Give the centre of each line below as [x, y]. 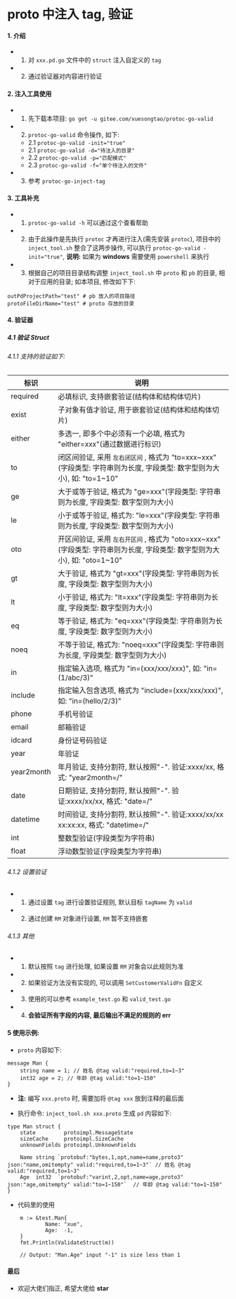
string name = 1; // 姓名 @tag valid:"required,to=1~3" [102, 1070]
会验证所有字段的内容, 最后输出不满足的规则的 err [99, 1015]
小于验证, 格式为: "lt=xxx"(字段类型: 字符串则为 [135, 597]
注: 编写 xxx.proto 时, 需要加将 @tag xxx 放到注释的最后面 [100, 1098]
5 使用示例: [24, 1032]
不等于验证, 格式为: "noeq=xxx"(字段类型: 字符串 [138, 645]
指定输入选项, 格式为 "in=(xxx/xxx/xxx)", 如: [130, 668]
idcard [21, 740]
